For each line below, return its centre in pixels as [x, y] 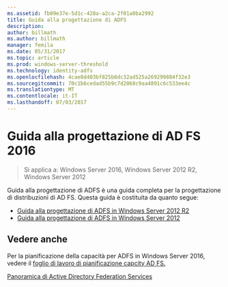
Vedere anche [38, 240]
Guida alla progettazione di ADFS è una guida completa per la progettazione [114, 190]
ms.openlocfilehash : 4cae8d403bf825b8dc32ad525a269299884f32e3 [99, 77]
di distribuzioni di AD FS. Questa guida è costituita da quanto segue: [103, 197]
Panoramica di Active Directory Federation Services [80, 276]
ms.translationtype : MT [41, 90]
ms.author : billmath [37, 39]
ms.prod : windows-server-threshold [58, 64]
